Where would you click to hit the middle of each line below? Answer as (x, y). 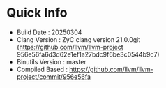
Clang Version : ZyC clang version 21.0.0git (78, 39)
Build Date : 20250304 (49, 32)
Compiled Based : (42, 69)
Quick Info (37, 13)
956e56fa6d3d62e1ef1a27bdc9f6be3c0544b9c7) (88, 54)
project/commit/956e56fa (54, 76)
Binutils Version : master (51, 61)
